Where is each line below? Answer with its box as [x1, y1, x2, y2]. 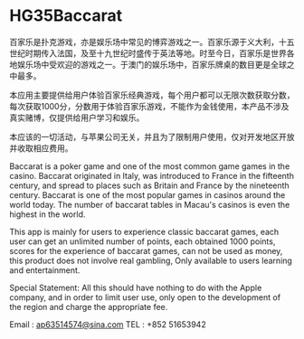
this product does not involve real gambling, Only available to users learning [9, 255, 292, 266]
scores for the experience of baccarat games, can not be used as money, [9, 245, 283, 256]
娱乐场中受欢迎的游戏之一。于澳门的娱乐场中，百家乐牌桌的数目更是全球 [16, 59, 287, 70]
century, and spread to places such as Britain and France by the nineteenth [9, 180, 290, 191]
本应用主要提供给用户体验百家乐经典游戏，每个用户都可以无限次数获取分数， [9, 89, 295, 100]
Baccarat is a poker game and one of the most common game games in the [9, 160, 290, 172]
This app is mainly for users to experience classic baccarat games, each [9, 226, 280, 237]
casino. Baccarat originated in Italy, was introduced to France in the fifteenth [9, 170, 294, 181]
